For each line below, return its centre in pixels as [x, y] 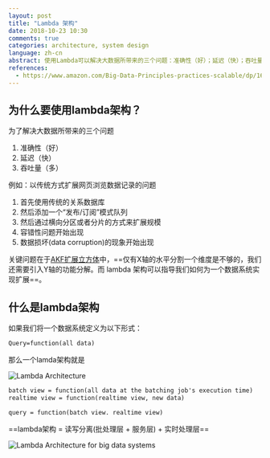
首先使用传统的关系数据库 [62, 202]
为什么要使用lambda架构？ [75, 110]
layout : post [30, 16]
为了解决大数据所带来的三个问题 [61, 131]
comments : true [34, 38]
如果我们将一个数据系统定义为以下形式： [75, 328]
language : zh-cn [35, 53]
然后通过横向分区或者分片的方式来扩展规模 [90, 223]
